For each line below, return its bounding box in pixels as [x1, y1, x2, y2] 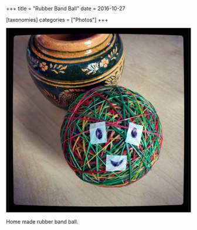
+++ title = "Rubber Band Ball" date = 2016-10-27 [6, 5, 125, 12]
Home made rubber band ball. [6, 218, 79, 225]
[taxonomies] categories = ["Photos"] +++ [6, 16, 108, 23]
